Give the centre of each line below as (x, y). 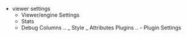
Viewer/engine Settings (50, 15)
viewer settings (31, 9)
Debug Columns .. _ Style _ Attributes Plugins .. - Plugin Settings (101, 27)
